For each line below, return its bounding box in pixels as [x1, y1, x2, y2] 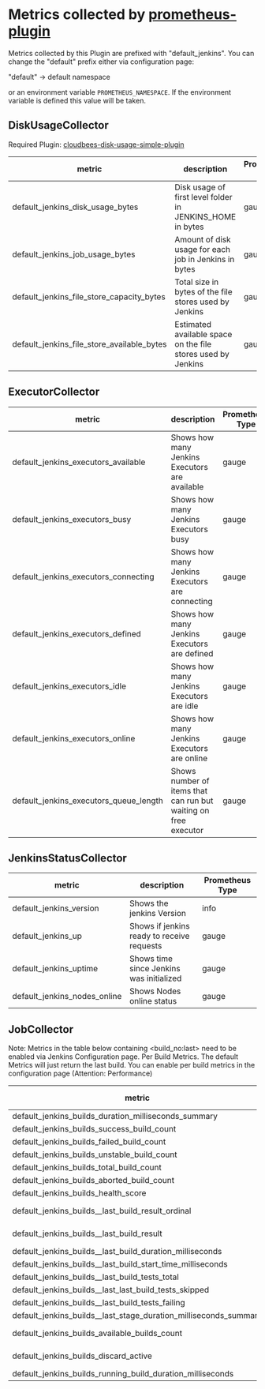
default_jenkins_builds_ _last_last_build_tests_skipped [12, 1285, 210, 1296]
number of [170, 775, 210, 786]
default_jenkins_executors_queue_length [12, 795, 164, 806]
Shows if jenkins [129, 921, 191, 932]
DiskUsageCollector [8, 118, 109, 132]
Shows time [129, 953, 174, 964]
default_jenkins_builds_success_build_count [12, 1124, 177, 1135]
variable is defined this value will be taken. [8, 96, 146, 105]
